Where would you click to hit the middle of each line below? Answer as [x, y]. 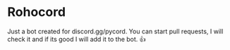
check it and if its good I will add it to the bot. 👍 [77, 39]
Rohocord [36, 12]
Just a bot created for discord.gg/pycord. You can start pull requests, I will [115, 31]
